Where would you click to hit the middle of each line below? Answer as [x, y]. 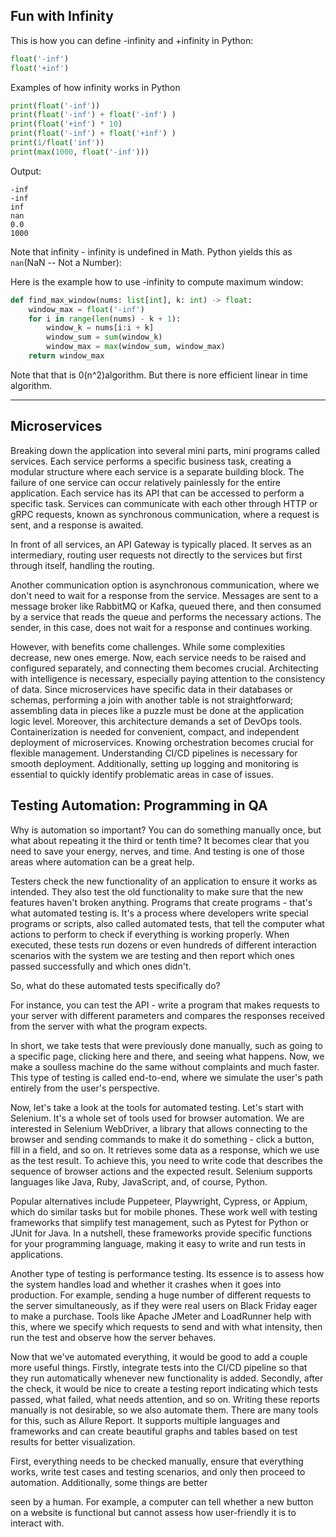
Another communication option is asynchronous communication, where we [165, 585]
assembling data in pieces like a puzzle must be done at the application [157, 710]
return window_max [66, 356]
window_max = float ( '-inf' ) [86, 309]
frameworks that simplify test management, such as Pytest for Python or [160, 1222]
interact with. [37, 1523]
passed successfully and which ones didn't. [101, 966]
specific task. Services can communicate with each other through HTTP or [164, 503]
